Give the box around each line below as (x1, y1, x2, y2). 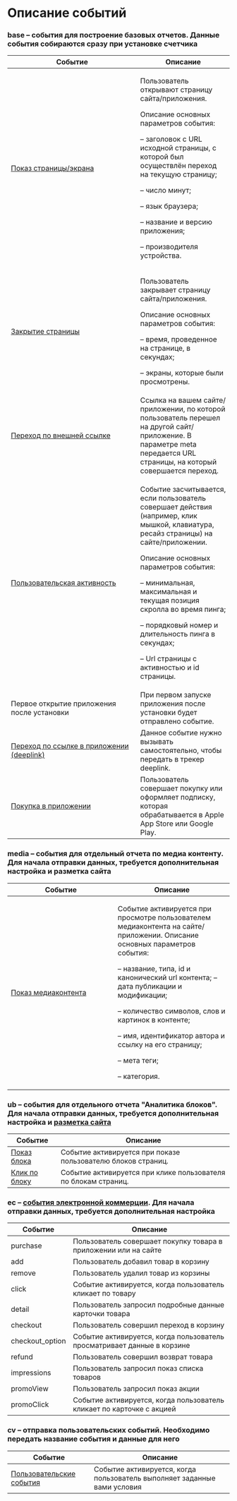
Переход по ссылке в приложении (11, 741, 129, 751)
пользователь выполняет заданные (94, 1473, 216, 1483)
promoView (11, 1384, 49, 1394)
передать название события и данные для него (7, 1434, 180, 1444)
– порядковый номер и (140, 620, 219, 630)
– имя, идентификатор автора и (117, 1030, 226, 1040)
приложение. (140, 430, 186, 440)
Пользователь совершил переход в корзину (73, 1320, 224, 1330)
